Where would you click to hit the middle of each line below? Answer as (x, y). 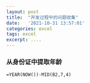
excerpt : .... (24, 40)
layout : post (23, 12)
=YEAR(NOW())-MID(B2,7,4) (39, 75)
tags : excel (21, 34)
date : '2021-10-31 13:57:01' (46, 23)
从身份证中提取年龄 (34, 62)
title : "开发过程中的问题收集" (42, 17)
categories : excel (29, 29)
